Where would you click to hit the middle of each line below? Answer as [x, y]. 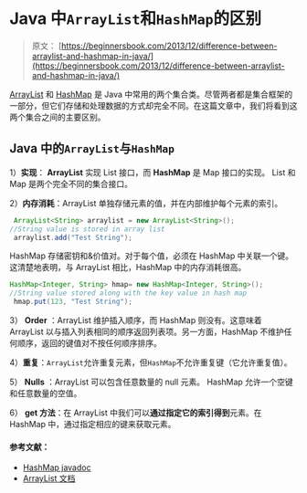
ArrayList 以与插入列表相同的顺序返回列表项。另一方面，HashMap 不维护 [147, 331]
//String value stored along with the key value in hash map [128, 293]
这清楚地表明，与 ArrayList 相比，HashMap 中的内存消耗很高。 [128, 267]
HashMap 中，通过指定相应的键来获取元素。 [93, 424]
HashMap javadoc [57, 467]
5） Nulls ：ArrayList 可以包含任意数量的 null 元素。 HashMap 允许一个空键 [152, 382]
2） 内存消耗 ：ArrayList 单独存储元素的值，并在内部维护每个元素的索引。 [146, 203]
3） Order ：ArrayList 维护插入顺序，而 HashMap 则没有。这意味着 [136, 320]
